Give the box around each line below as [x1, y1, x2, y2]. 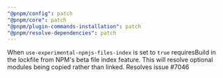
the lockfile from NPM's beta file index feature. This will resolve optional [7, 56, 213, 64]
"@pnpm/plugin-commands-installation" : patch [7, 23, 141, 30]
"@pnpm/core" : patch [7, 17, 67, 23]
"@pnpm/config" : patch [7, 10, 73, 17]
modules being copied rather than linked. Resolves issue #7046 [7, 63, 190, 71]
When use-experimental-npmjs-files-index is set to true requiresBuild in [7, 48, 217, 57]
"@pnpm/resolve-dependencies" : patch [7, 29, 117, 37]
